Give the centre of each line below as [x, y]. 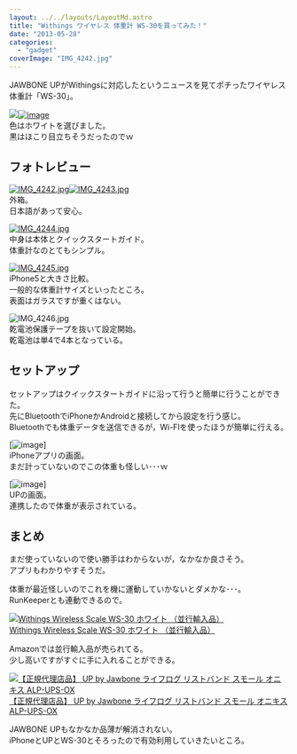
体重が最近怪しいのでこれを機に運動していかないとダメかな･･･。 [128, 589]
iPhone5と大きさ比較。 [51, 278]
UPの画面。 [30, 494]
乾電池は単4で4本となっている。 [68, 340]
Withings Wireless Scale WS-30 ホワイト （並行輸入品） [112, 630]
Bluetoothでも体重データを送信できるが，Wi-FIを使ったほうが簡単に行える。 [149, 427]
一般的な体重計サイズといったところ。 [79, 289]
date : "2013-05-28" [45, 34]
